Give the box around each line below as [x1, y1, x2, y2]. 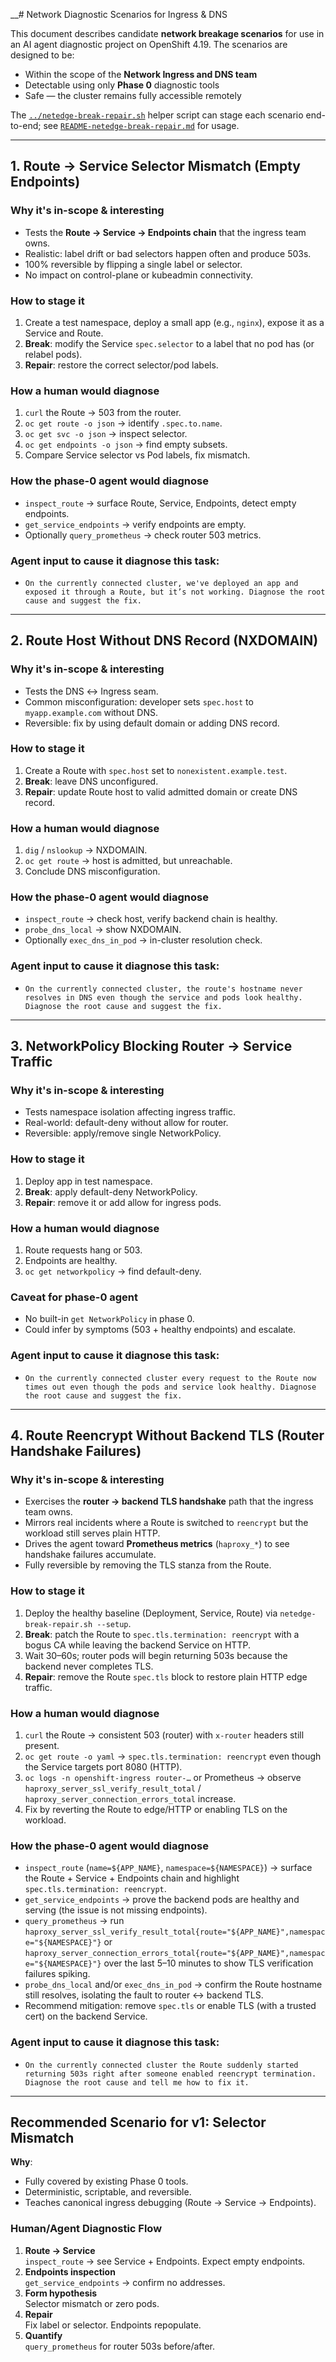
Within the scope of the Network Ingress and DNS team [24, 69, 258, 80]
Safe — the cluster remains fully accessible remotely [24, 90, 242, 101]
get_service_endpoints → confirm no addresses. [24, 2276, 226, 2288]
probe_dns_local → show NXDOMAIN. [24, 924, 182, 936]
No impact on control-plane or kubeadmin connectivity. [24, 269, 253, 281]
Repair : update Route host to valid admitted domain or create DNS [24, 785, 298, 798]
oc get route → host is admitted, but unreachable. [24, 855, 233, 867]
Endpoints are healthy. [24, 1255, 118, 1267]
